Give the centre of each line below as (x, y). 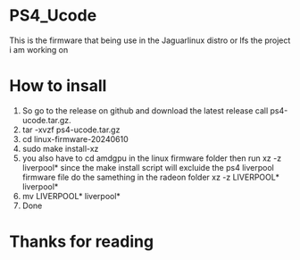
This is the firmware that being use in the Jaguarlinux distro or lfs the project (150, 40)
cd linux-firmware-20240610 (75, 138)
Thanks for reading (82, 242)
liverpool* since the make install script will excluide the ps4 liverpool (148, 167)
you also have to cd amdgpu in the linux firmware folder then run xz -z (152, 158)
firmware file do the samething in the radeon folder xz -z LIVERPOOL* (150, 177)
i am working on (39, 49)
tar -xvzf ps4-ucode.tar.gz (71, 130)
